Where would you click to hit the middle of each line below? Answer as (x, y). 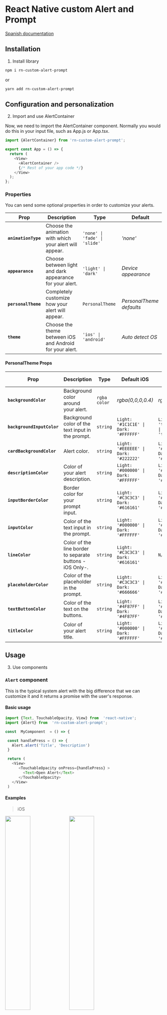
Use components (30, 667)
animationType (24, 238)
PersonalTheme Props (29, 363)
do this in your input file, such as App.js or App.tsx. (57, 131)
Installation (23, 49)
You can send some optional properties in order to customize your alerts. (80, 205)
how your (57, 304)
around (72, 403)
